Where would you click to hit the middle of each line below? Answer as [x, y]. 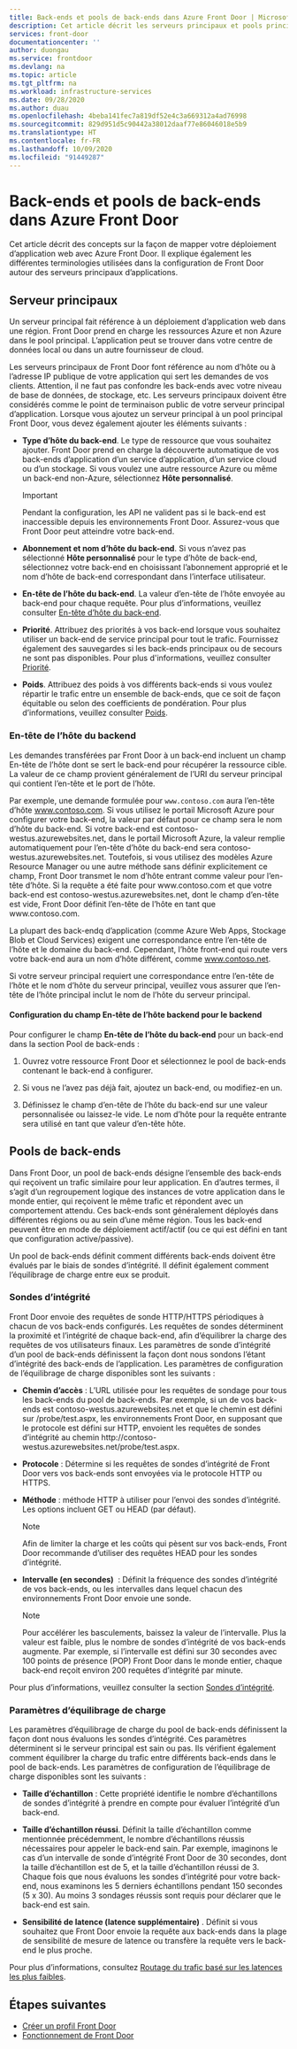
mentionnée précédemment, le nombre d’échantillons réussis [133, 1839]
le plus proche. [65, 1950]
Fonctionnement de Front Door [78, 2035]
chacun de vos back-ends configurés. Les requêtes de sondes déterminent [146, 1326]
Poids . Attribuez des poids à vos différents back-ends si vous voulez [147, 685]
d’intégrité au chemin [61, 1437]
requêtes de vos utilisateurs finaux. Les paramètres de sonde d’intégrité [140, 1344]
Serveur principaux [64, 300]
